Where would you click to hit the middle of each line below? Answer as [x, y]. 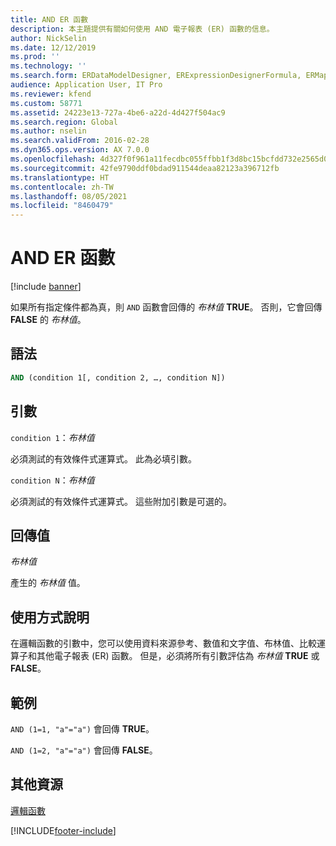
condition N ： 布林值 [52, 480]
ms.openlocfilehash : [53, 159]
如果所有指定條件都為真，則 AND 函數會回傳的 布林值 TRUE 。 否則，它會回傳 [166, 307]
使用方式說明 [50, 617]
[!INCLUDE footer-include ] [63, 830]
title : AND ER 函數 [49, 19]
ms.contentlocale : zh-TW [62, 187]
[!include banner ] [46, 287]
